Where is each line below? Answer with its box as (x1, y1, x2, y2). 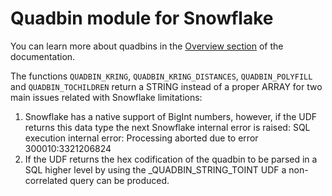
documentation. (10, 50, 76, 62)
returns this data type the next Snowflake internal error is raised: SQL (24, 121, 311, 133)
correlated (24, 174, 68, 186)
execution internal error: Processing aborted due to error (24, 132, 259, 144)
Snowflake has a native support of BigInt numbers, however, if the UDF (24, 110, 318, 122)
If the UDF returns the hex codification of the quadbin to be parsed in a (24, 153, 318, 165)
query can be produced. (69, 174, 170, 186)
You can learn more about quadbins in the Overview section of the (10, 40, 284, 52)
